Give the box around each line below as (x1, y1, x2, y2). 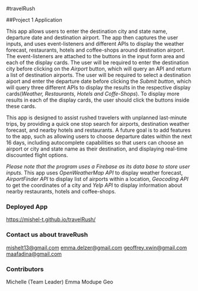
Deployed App (6, 202, 48, 210)
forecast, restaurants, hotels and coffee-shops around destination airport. (6, 46, 186, 53)
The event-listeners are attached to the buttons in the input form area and (6, 53, 185, 59)
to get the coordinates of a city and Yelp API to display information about (6, 182, 183, 189)
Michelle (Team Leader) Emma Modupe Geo (6, 278, 114, 285)
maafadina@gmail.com (6, 250, 62, 257)
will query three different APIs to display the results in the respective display (6, 84, 191, 91)
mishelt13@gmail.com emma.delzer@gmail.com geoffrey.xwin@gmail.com (6, 244, 187, 251)
